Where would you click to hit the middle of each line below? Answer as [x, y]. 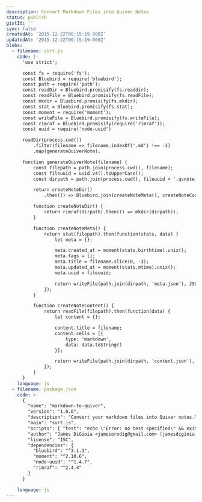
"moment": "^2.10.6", [60, 457]
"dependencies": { [51, 445]
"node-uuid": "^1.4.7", [63, 462]
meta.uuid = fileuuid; [83, 273]
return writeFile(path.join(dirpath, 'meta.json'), [121, 284]
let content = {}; [78, 317]
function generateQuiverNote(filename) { [75, 162]
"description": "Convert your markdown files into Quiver [102, 417]
